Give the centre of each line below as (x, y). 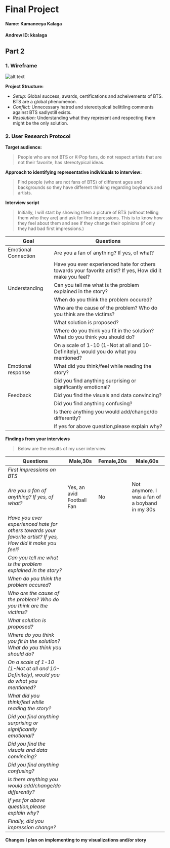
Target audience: (24, 147)
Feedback (20, 395)
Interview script (22, 203)
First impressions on (32, 470)
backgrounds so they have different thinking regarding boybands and (90, 187)
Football (77, 500)
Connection (22, 256)
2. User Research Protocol (38, 136)
